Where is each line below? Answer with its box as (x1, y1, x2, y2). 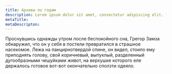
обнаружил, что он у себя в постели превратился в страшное (5, 41, 141, 47)
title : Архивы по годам (5, 7, 56, 13)
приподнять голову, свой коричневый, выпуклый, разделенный (5, 52, 145, 58)
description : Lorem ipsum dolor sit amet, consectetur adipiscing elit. (5, 12, 164, 17)
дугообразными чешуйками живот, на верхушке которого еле (5, 57, 142, 64)
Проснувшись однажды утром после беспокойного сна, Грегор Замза (5, 36, 160, 42)
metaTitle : (5, 17, 29, 22)
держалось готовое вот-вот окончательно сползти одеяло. (5, 63, 135, 69)
